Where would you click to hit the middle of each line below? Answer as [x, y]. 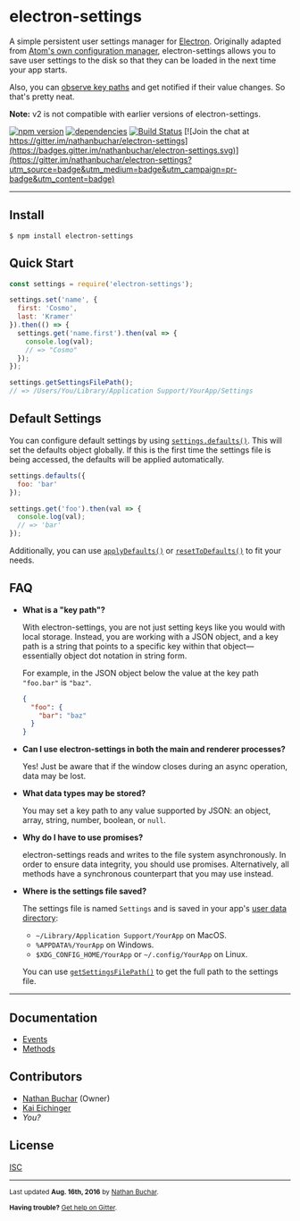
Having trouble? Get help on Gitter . [63, 1208]
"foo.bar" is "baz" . [57, 683]
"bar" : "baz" [63, 716]
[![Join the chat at [217, 131]
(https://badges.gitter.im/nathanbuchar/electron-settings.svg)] [124, 150]
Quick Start [42, 263]
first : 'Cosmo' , [47, 309]
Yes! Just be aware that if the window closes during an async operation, [155, 767]
